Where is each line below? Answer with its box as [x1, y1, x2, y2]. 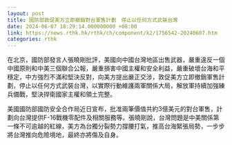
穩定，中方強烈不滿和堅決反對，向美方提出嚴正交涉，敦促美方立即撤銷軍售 [7, 73, 219, 81]
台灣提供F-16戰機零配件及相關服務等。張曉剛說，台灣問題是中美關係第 [19, 113, 220, 122]
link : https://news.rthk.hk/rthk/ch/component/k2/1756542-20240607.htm [7, 29, 217, 37]
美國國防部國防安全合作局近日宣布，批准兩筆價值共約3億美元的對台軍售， [7, 105, 217, 113]
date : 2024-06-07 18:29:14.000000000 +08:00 [7, 23, 137, 30]
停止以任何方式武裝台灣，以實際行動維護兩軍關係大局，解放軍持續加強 [19, 81, 219, 90]
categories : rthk [7, 36, 57, 43]
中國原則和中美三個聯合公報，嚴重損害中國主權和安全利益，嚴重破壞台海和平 [7, 64, 225, 72]
